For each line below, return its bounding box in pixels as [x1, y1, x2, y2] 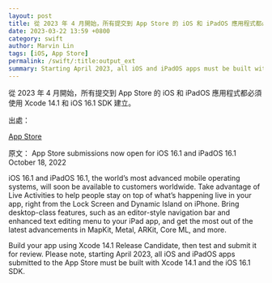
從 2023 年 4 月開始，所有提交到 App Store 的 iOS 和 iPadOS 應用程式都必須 [8, 88, 262, 97]
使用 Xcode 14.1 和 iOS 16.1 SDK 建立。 [8, 98, 136, 108]
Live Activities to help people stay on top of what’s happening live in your [8, 190, 253, 199]
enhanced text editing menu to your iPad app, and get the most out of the [8, 216, 253, 225]
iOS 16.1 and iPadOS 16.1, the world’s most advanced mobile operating [8, 173, 240, 182]
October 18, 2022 [8, 157, 66, 167]
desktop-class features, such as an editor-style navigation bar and [8, 208, 231, 217]
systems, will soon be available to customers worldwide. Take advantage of [8, 182, 261, 191]
